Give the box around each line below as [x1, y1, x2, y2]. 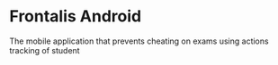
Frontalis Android [9, 6, 142, 27]
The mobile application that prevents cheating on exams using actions [9, 36, 269, 46]
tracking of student [9, 45, 80, 55]
